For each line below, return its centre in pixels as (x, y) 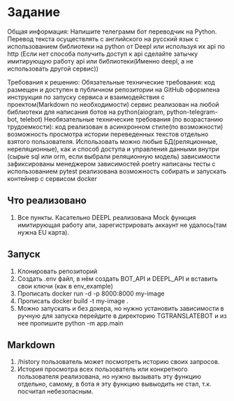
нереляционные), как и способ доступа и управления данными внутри (113, 149)
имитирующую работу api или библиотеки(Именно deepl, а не (100, 61)
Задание (34, 12)
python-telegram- (192, 112)
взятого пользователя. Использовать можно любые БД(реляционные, (112, 141)
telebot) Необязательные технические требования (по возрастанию (122, 119)
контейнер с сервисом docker (52, 178)
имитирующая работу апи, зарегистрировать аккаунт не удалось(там (122, 225)
